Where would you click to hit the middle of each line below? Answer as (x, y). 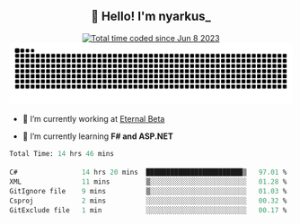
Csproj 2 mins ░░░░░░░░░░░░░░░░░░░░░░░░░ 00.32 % (148, 201)
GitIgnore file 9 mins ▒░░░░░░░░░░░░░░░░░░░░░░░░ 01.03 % (148, 192)
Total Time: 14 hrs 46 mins (62, 153)
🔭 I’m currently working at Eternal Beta (93, 118)
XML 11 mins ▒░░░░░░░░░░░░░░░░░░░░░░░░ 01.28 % (148, 182)
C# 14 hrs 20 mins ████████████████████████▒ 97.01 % (148, 172)
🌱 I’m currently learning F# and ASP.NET (97, 136)
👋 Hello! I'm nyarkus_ (151, 17)
